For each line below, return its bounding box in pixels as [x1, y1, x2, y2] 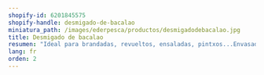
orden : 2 [8, 55, 37, 63]
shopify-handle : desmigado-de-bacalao [8, 19, 135, 27]
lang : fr [8, 48, 37, 55]
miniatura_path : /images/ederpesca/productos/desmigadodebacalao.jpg [8, 26, 241, 34]
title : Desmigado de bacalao [8, 33, 104, 41]
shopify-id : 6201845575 [8, 11, 86, 20]
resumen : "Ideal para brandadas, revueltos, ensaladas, [8, 41, 195, 48]
